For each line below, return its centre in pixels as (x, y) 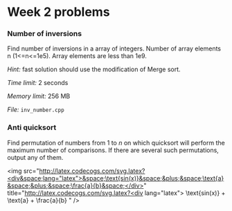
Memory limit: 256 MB (39, 96)
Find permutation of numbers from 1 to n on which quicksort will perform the (116, 143)
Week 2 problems (59, 12)
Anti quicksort (32, 127)
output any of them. (35, 157)
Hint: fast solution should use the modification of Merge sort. (94, 69)
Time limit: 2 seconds (38, 83)
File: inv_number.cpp (36, 110)
